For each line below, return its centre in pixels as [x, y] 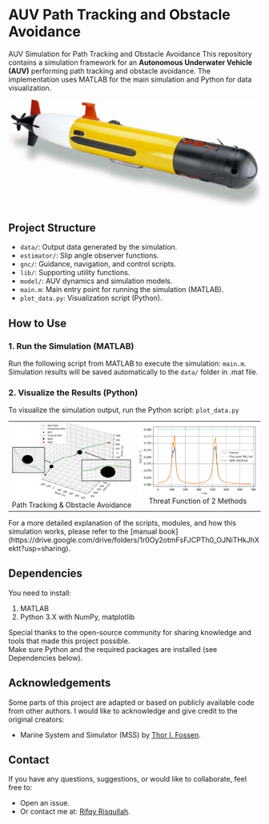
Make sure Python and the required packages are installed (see [113, 649]
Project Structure [52, 228]
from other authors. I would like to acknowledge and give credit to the [123, 710]
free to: [20, 788]
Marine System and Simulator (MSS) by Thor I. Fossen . [110, 734]
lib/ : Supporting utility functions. [75, 273]
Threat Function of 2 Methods [198, 501]
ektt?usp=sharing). [39, 548]
